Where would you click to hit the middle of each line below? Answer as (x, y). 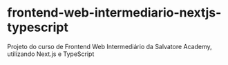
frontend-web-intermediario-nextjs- (114, 13)
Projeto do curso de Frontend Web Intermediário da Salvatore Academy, (110, 46)
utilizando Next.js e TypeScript (51, 54)
